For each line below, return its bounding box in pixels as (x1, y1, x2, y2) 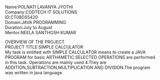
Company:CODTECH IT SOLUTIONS (5, 9, 78, 15)
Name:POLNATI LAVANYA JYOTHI (5, 4, 74, 10)
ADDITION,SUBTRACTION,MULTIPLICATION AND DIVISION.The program (5, 65, 150, 70)
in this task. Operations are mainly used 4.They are (5, 60, 107, 65)
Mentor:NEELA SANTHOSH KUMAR (5, 30, 76, 35)
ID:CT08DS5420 (5, 14, 38, 20)
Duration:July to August (5, 25, 52, 30)
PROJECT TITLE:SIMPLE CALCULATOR (5, 44, 83, 50)
